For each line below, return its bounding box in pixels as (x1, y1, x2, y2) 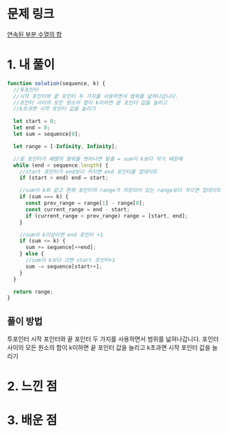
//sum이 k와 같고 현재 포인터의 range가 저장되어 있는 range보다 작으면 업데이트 (19, 187, 221, 194)
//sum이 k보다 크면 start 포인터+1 (25, 257, 116, 264)
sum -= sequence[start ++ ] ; (25, 263, 103, 270)
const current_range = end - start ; (25, 206, 130, 213)
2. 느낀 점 (7, 379, 58, 395)
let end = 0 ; (13, 124, 51, 131)
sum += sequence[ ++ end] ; (25, 244, 97, 251)
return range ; (13, 288, 53, 295)
